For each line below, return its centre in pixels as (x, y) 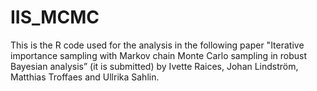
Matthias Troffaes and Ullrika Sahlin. (85, 77)
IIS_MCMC (55, 17)
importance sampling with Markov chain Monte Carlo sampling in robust (158, 55)
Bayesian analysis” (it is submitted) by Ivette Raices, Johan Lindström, (154, 66)
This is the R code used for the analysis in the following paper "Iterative (157, 45)
